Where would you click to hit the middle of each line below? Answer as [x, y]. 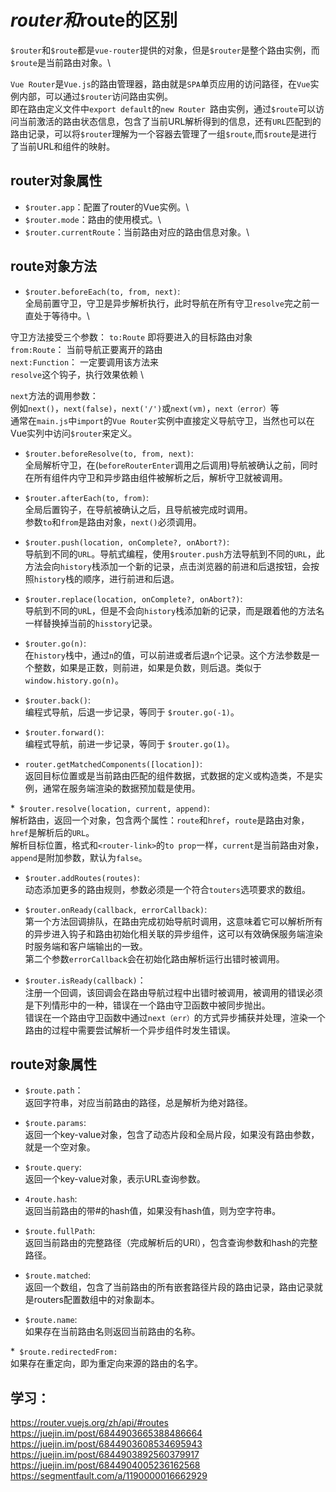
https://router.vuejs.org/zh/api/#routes [89, 1423]
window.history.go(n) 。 [74, 680]
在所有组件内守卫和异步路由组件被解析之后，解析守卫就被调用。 [156, 477]
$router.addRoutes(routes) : [82, 877]
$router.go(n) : [55, 643]
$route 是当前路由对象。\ [60, 62]
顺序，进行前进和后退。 [131, 578]
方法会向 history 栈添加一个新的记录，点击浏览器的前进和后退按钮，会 [167, 566]
